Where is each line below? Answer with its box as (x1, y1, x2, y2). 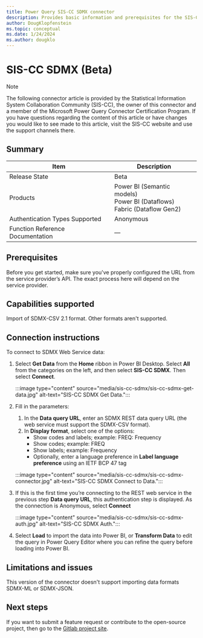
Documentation (9, 232, 53, 240)
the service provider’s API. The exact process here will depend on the (6, 275, 179, 282)
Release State (9, 172, 48, 181)
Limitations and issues (6, 562, 93, 573)
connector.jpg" (14, 478, 53, 485)
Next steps (6, 602, 48, 613)
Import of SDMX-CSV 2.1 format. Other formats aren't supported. (6, 315, 168, 322)
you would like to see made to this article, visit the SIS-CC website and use (6, 120, 193, 127)
